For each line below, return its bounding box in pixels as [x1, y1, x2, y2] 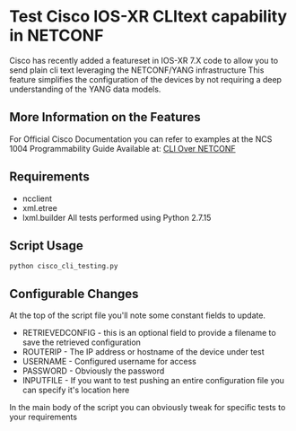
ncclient [22, 193, 52, 204]
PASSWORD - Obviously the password [22, 365, 165, 376]
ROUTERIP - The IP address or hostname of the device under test [22, 347, 265, 357]
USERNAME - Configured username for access [22, 356, 197, 367]
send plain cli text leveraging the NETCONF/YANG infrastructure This [9, 65, 265, 75]
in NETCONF [9, 25, 104, 46]
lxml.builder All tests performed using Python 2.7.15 [22, 212, 212, 223]
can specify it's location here [22, 384, 130, 396]
